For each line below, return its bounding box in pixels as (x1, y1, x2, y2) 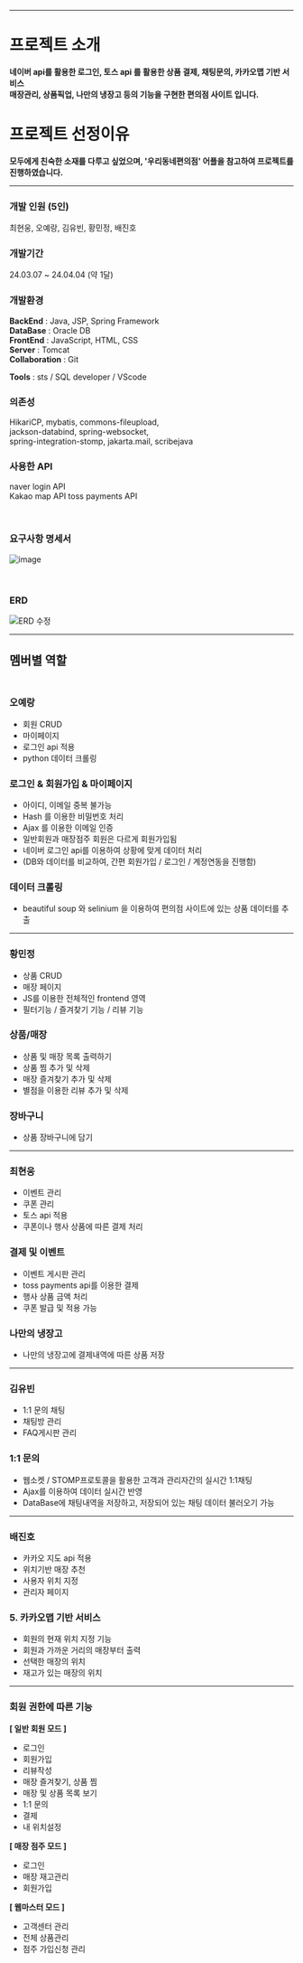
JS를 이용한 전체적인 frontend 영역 (22, 992, 146, 1003)
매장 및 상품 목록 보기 (22, 1787, 97, 1799)
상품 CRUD (22, 970, 63, 981)
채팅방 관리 (22, 1416, 62, 1427)
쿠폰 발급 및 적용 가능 (22, 1302, 97, 1313)
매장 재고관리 (22, 1871, 69, 1882)
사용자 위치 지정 (22, 1574, 78, 1586)
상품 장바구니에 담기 (22, 1132, 93, 1143)
